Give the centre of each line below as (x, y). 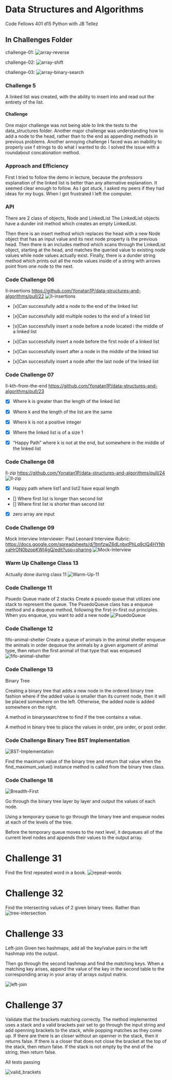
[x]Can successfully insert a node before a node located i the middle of (88, 326)
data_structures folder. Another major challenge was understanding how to (84, 131)
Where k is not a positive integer (47, 422)
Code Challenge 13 (29, 669)
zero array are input (34, 514)
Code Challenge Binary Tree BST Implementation (68, 740)
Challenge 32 (34, 893)
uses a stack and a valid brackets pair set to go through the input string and (85, 1025)
